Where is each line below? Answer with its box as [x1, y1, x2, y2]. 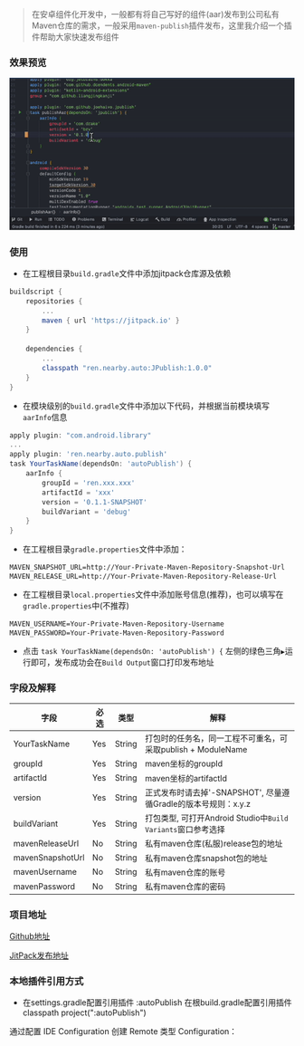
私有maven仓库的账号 [144, 867, 226, 878]
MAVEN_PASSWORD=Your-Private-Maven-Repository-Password [9, 629, 224, 638]
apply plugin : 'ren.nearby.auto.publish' [9, 450, 168, 459]
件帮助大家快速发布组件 [31, 32, 119, 42]
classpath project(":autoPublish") [22, 1007, 147, 1018]
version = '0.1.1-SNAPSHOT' [42, 497, 147, 506]
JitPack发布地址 [9, 950, 70, 961]
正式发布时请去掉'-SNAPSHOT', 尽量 [144, 787, 282, 798]
